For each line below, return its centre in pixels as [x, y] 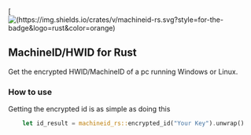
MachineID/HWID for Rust [72, 53]
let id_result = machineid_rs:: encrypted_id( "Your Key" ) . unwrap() [133, 124]
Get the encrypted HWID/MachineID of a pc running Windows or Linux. [123, 71]
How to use [30, 92]
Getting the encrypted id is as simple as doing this [89, 109]
